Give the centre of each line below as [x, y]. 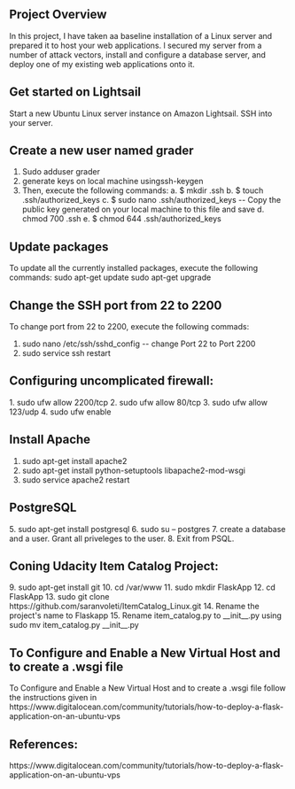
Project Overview [58, 15]
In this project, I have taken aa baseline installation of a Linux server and [141, 35]
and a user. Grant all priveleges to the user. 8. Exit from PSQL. [122, 538]
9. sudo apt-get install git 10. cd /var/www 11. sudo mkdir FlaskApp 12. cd [143, 587]
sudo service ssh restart [66, 353]
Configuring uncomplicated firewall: [112, 381]
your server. [31, 122]
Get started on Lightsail [75, 92]
